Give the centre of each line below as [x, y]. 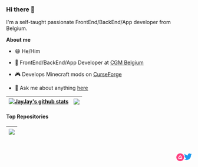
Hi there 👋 [21, 9]
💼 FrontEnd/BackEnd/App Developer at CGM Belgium [79, 63]
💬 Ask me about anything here [51, 88]
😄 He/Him [27, 51]
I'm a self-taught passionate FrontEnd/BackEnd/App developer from [88, 22]
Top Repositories [27, 116]
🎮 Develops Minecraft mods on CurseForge [68, 74]
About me [19, 40]
